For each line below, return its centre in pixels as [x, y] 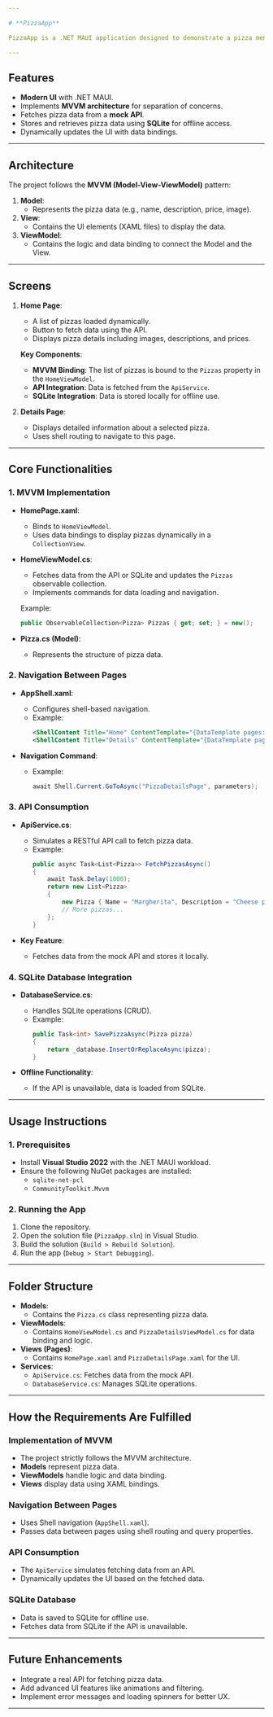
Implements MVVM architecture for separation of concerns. [121, 106]
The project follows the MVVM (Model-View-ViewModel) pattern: [120, 185]
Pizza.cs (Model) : [50, 638]
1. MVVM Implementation [59, 493]
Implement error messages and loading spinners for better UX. [125, 1696]
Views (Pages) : [46, 1349]
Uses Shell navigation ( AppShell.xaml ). [84, 1522]
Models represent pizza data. [69, 1466]
